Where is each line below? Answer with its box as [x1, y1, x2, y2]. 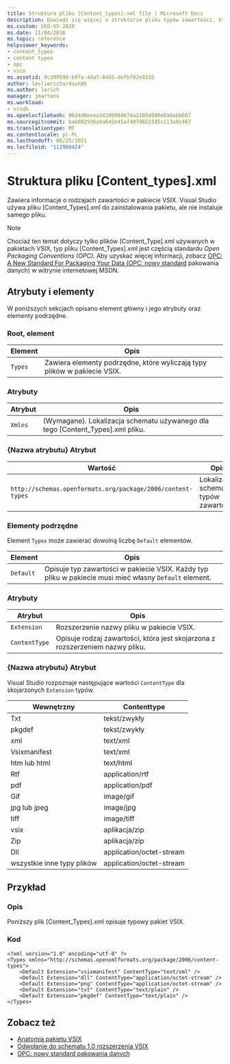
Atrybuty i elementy [7, 286, 94, 298]
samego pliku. [7, 210, 47, 219]
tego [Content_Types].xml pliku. [42, 425, 145, 434]
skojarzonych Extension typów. [7, 686, 94, 694]
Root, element [7, 328, 55, 338]
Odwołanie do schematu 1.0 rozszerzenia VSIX [16, 1042, 149, 1050]
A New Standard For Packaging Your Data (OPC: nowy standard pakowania [7, 258, 219, 267]
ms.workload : [7, 99, 44, 106]
